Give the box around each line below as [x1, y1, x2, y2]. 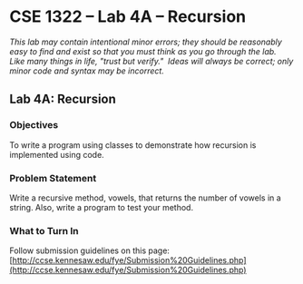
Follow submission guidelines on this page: [9, 245, 171, 256]
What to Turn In [9, 224, 79, 237]
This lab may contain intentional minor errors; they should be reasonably [9, 36, 283, 47]
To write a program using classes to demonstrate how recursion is [9, 139, 257, 151]
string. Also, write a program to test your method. [9, 201, 193, 212]
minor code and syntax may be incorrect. [9, 65, 165, 76]
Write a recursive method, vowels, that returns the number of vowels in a [9, 192, 281, 203]
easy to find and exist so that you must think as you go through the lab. [9, 45, 277, 56]
